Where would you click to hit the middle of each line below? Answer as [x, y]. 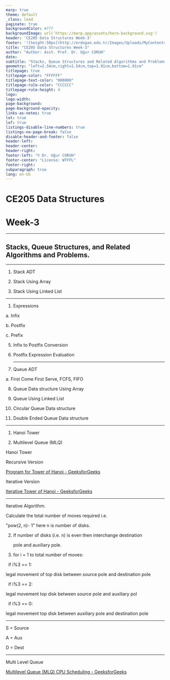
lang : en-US [18, 174]
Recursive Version [24, 462]
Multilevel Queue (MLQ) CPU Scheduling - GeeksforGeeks [66, 672]
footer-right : [21, 165]
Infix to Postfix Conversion [40, 345]
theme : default [22, 15]
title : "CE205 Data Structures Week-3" [48, 47]
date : [11, 57]
